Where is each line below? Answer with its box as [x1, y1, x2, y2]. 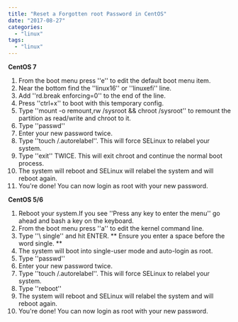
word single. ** [18, 239, 63, 248]
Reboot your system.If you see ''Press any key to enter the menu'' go [18, 209, 220, 217]
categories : [8, 23, 43, 30]
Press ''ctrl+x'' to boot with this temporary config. [18, 99, 164, 107]
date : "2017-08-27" [8, 17, 66, 24]
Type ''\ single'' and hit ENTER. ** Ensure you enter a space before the [18, 231, 225, 240]
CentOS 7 [8, 63, 37, 71]
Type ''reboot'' [18, 284, 62, 292]
